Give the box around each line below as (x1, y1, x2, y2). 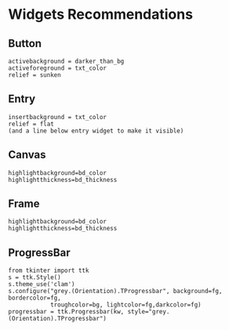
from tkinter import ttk (8, 267, 89, 275)
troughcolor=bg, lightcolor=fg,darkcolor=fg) (49, 301, 202, 309)
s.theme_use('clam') (8, 281, 76, 288)
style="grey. (127, 308, 170, 316)
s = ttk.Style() (8, 274, 61, 281)
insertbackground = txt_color (8, 113, 107, 121)
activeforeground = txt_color (8, 64, 107, 72)
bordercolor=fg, (8, 294, 61, 303)
